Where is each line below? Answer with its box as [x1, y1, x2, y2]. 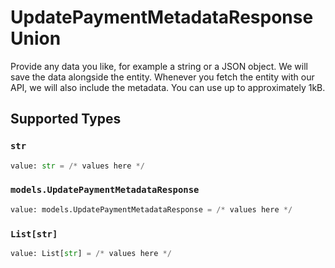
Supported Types [10, 111, 122, 128]
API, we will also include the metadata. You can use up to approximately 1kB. [10, 81, 326, 93]
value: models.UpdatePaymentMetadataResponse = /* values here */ [10, 204, 293, 215]
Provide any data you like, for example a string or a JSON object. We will [10, 60, 308, 72]
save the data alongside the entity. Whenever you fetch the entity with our [10, 71, 315, 83]
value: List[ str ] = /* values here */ [10, 248, 172, 258]
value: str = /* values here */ [10, 161, 145, 171]
